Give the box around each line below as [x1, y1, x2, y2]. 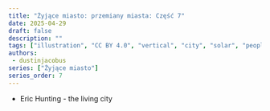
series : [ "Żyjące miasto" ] [8, 64, 99, 72]
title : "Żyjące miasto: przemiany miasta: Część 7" [8, 11, 185, 20]
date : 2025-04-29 [8, 19, 67, 27]
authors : [8, 49, 38, 57]
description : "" [8, 34, 63, 43]
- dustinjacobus [11, 57, 67, 65]
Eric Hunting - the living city [19, 93, 112, 103]
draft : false [8, 27, 52, 35]
